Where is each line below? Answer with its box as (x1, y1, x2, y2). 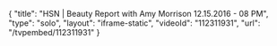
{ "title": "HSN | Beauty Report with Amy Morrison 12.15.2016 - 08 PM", (8, 9, 269, 19)
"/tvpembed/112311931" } (8, 27, 100, 37)
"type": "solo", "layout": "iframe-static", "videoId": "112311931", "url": (8, 18, 261, 28)
